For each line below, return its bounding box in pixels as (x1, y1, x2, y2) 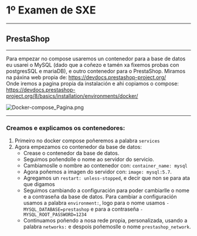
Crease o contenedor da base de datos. (23, 150, 120, 157)
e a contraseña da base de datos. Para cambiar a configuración (23, 193, 177, 200)
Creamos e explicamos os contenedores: (6, 124, 125, 132)
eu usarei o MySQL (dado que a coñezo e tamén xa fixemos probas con (6, 61, 179, 68)
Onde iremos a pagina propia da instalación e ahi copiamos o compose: (6, 80, 179, 87)
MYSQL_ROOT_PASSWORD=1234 (23, 212, 87, 218)
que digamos (23, 181, 56, 188)
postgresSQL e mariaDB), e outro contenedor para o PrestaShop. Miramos (6, 67, 186, 74)
